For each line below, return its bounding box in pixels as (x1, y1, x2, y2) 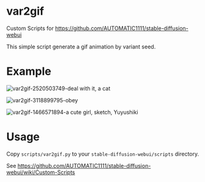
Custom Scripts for (6, 25, 54, 32)
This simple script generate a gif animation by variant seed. (6, 43, 156, 50)
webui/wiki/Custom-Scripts (6, 169, 75, 176)
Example (6, 64, 51, 78)
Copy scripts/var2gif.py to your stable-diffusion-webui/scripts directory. (6, 150, 199, 157)
